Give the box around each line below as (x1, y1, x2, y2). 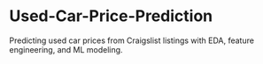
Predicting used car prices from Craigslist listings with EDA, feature (9, 35, 255, 46)
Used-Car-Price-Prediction (9, 6, 213, 26)
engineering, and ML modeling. (9, 44, 123, 54)
